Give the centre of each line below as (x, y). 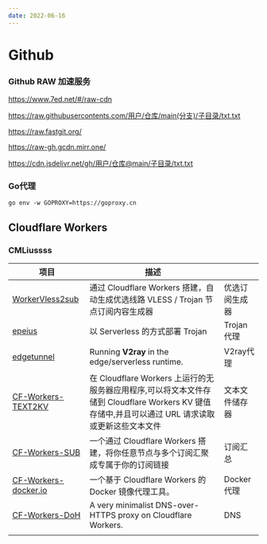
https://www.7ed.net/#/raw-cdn (60, 100)
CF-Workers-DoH (46, 515)
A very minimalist (121, 505)
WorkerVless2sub (46, 299)
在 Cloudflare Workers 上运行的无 (152, 378)
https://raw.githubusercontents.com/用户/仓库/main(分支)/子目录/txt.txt (124, 115)
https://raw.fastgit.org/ (45, 131)
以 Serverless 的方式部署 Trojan (148, 331)
